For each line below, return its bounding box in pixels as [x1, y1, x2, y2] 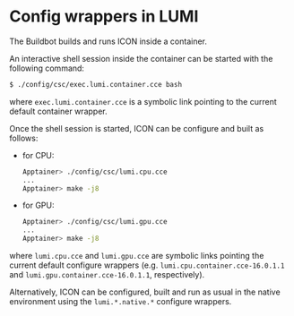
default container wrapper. [9, 106, 108, 116]
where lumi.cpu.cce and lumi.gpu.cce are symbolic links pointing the [9, 251, 264, 261]
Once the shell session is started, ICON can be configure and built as [9, 123, 264, 133]
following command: [9, 63, 85, 73]
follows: [9, 132, 39, 143]
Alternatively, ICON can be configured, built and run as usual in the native [9, 286, 281, 297]
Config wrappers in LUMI [9, 6, 199, 27]
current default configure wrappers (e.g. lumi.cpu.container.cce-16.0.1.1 [9, 260, 285, 270]
